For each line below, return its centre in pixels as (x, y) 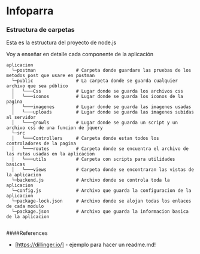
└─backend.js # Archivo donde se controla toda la (91, 180)
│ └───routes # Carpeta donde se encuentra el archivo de (100, 149)
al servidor (21, 118)
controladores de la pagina (41, 144)
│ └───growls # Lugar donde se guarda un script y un (95, 123)
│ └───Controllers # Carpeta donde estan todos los (86, 139)
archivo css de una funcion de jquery (54, 128)
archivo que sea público (37, 86)
